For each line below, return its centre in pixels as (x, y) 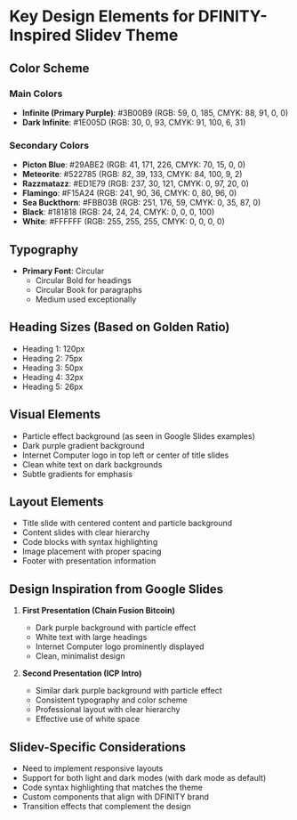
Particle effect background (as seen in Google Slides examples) (138, 436)
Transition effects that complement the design (106, 807)
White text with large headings (91, 637)
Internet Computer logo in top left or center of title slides (125, 455)
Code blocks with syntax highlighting (90, 542)
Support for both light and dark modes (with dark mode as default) (144, 778)
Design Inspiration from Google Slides (116, 589)
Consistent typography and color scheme (112, 700)
